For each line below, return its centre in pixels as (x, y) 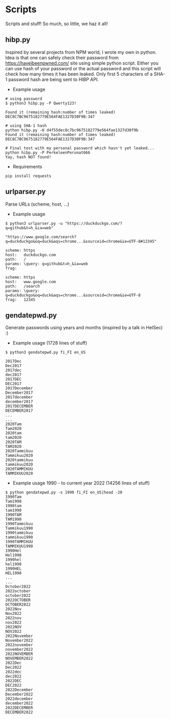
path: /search (23, 286)
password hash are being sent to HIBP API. (54, 79)
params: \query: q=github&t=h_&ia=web (47, 264)
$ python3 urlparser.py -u (34, 223)
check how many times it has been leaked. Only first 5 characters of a (79, 74)
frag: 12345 (20, 299)
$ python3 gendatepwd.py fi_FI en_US (46, 352)
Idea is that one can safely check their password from (62, 57)
